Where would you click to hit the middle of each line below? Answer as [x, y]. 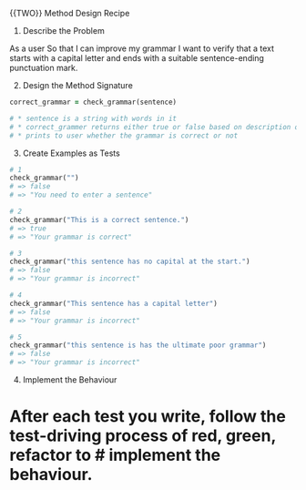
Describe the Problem [63, 31]
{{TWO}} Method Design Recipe [70, 13]
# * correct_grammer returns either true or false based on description [150, 127]
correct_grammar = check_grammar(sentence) [93, 102]
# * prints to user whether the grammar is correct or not [124, 136]
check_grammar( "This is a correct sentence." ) [99, 219]
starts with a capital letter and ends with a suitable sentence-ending [137, 58]
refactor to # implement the [115, 455]
